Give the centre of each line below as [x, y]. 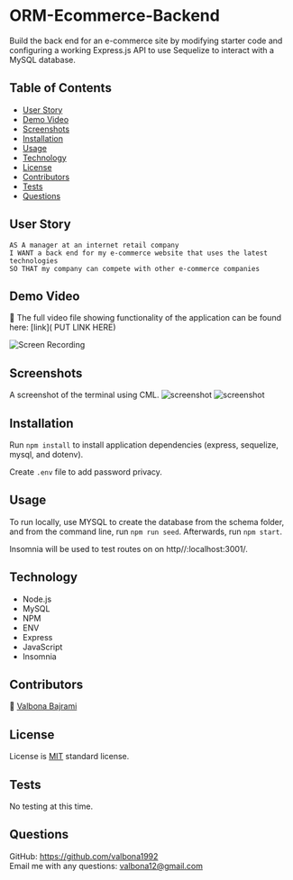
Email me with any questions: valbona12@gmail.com [106, 866]
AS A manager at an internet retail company [94, 245]
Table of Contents [61, 88]
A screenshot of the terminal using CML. [84, 395]
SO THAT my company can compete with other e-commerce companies [134, 268]
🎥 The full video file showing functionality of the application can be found [146, 318]
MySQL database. [43, 59]
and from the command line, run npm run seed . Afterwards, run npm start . [146, 531]
